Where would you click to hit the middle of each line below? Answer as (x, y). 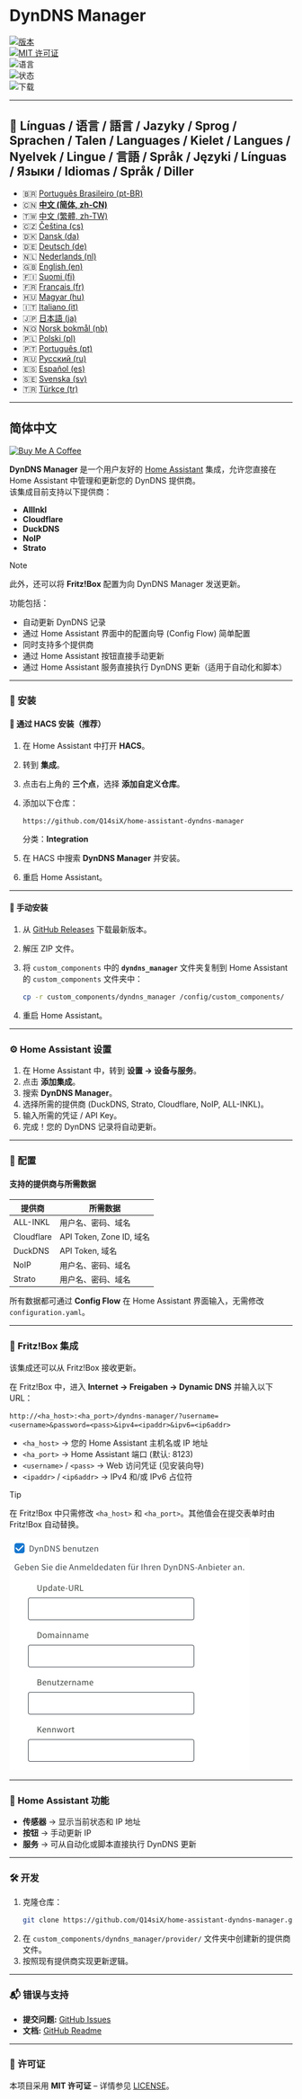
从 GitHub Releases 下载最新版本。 (87, 929)
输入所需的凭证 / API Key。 (72, 1116)
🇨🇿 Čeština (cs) (53, 226)
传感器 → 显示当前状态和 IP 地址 (81, 1822)
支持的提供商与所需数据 (53, 1184)
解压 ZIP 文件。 (50, 948)
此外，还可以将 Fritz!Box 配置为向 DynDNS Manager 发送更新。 (127, 583)
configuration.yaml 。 (49, 1312)
